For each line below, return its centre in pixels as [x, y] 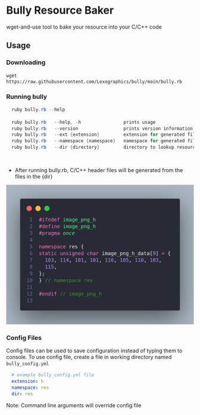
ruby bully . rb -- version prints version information [102, 129]
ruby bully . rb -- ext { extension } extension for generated [98, 135]
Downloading [26, 63]
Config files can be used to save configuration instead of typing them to [94, 351]
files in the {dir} [34, 177]
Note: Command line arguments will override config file [74, 405]
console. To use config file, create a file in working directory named [89, 357]
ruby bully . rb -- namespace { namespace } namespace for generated [98, 141]
